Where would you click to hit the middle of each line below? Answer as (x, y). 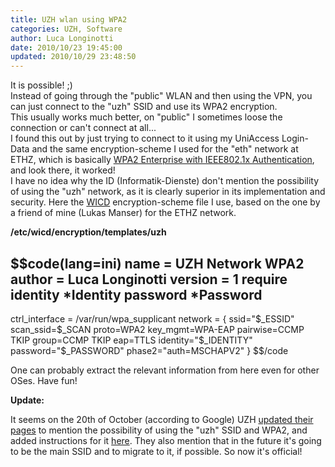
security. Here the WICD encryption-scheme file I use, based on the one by (165, 202)
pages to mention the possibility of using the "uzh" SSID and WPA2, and (159, 430)
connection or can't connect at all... (83, 128)
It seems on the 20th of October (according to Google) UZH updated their (162, 419)
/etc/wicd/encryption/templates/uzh (88, 232)
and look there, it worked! (63, 170)
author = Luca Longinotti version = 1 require (149, 279)
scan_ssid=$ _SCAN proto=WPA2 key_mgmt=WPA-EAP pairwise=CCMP (157, 329)
